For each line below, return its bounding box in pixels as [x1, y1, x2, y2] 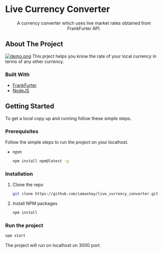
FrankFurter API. [67, 25, 101, 31]
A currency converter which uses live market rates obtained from [16, 20, 151, 26]
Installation [5, 170, 33, 177]
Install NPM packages [12, 200, 57, 206]
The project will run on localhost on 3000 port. [5, 242, 101, 248]
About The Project [5, 40, 63, 48]
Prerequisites [5, 127, 38, 134]
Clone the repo [12, 181, 43, 188]
